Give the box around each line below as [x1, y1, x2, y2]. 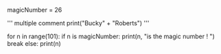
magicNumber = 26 [7, 6, 62, 14]
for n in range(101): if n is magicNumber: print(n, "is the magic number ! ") [7, 32, 215, 40]
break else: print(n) [7, 40, 62, 47]
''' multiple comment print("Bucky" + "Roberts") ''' [7, 19, 150, 27]
